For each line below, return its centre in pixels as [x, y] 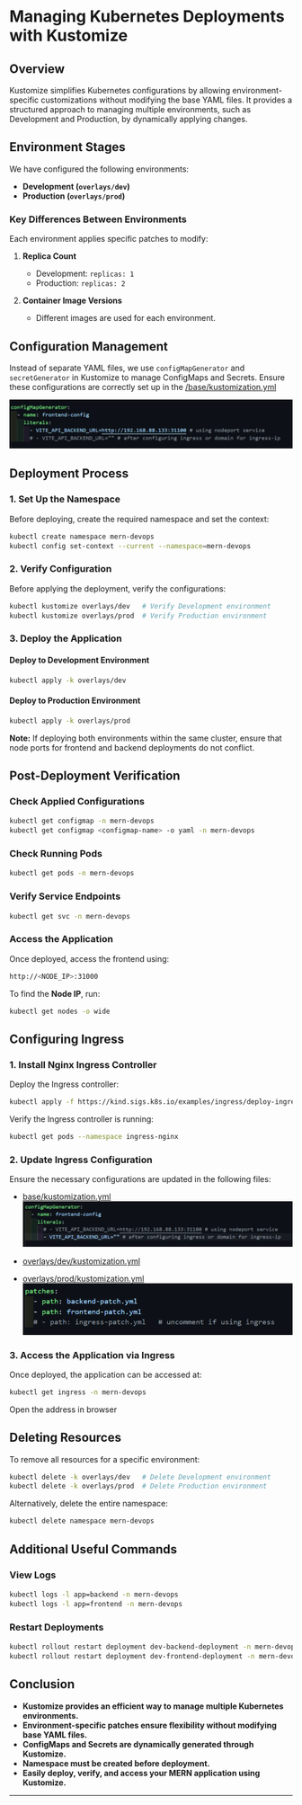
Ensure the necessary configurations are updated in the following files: [140, 1179]
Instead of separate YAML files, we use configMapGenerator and [127, 368]
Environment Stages [67, 147]
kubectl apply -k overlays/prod [70, 721]
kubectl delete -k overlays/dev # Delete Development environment [140, 1477]
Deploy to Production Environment [75, 701]
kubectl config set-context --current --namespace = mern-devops [130, 546]
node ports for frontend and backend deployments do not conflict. [132, 747]
